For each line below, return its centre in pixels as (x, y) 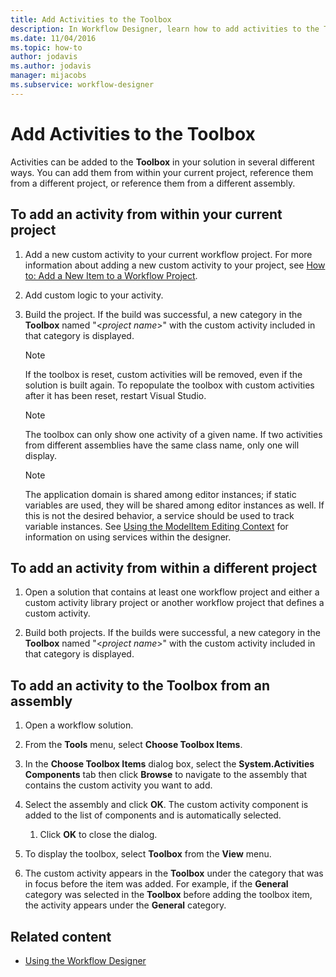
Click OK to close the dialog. (98, 835)
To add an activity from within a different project (164, 567)
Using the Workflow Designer (85, 960)
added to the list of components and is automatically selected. (153, 815)
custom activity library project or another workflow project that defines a (174, 603)
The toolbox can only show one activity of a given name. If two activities (173, 434)
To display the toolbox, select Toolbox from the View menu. (148, 854)
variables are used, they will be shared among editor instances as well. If (174, 505)
